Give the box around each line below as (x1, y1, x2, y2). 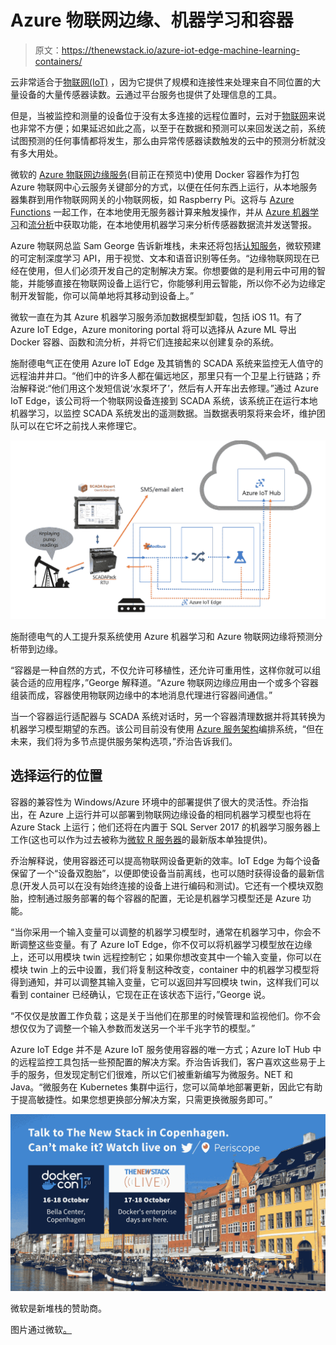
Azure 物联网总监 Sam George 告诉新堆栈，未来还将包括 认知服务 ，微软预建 (10, 239, 322, 251)
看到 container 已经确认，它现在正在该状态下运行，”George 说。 (10, 988, 272, 1000)
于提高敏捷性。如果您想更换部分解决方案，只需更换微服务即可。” (10, 1093, 273, 1105)
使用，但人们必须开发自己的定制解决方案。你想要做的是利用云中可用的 (27, 264, 317, 276)
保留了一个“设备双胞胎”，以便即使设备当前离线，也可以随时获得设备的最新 (10, 867, 317, 879)
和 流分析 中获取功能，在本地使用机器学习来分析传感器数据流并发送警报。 (19, 218, 317, 230)
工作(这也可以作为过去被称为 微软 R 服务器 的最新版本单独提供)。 (10, 833, 273, 845)
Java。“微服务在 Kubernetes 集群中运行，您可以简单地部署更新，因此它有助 (10, 1081, 323, 1093)
